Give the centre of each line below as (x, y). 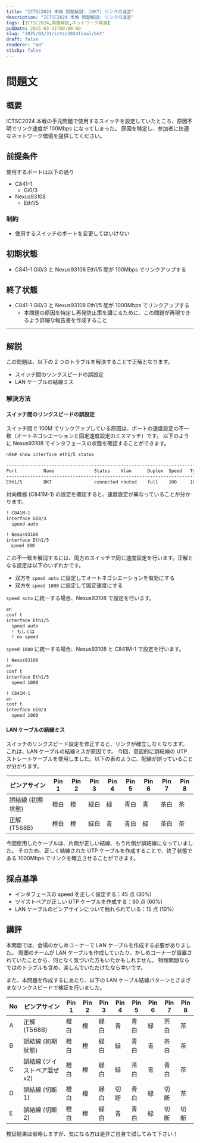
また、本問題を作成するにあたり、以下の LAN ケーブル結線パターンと (91, 980)
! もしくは (23, 632)
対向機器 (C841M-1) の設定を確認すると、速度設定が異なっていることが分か (98, 494)
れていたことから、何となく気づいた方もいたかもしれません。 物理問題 (93, 960)
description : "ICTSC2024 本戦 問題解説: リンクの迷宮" (70, 17)
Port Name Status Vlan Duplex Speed (94, 471)
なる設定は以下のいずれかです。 (45, 566)
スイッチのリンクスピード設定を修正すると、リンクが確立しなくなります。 (97, 744)
